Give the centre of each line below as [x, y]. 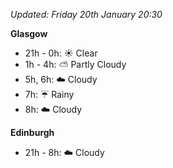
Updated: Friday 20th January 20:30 [86, 14]
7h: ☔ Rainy [49, 94]
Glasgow [29, 33]
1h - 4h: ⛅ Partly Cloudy [75, 64]
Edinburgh [32, 132]
